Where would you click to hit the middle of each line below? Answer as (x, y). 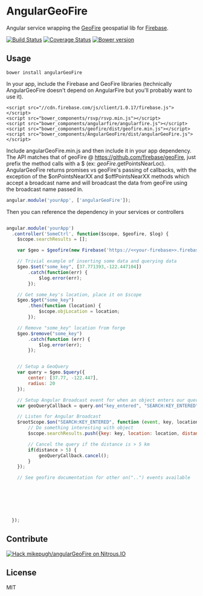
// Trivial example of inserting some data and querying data (97, 261)
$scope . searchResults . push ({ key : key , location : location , (104, 433)
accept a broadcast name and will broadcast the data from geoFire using (97, 183)
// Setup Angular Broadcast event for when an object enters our (101, 400)
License (21, 573)
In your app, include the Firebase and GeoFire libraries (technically (89, 83)
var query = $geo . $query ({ (51, 372)
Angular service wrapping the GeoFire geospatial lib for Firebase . (88, 28)
